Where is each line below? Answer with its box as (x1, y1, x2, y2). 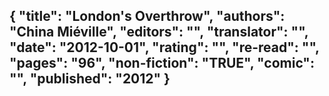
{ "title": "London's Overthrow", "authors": (9, 8, 286, 25)
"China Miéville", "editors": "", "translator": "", (9, 24, 309, 41)
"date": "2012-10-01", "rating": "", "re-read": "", (9, 39, 320, 56)
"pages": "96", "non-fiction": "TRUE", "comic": (9, 55, 315, 72)
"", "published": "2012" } (9, 70, 171, 88)
